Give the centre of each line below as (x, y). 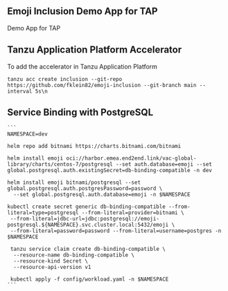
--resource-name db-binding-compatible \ (74, 255)
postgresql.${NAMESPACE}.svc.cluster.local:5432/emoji (88, 225)
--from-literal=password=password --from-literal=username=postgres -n (116, 231)
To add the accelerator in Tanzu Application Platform (82, 66)
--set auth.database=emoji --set (164, 165)
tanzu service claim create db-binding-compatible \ (88, 249)
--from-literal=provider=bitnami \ (133, 213)
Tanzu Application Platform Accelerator (95, 50)
